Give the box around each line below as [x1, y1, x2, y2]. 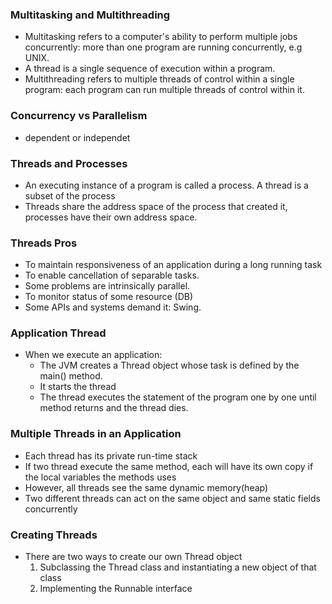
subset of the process [24, 189, 116, 202]
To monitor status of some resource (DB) [24, 291, 194, 303]
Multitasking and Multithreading [10, 8, 171, 22]
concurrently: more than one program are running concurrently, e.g [24, 41, 303, 53]
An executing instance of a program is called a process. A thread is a [24, 179, 309, 191]
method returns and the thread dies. [39, 402, 189, 414]
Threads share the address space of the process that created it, [24, 200, 288, 212]
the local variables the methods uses [24, 471, 177, 483]
